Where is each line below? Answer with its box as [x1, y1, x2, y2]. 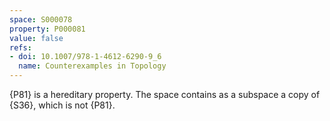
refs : [9, 42, 32, 53]
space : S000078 [9, 14, 73, 25]
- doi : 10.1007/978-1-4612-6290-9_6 [9, 52, 162, 62]
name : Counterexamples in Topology [18, 61, 167, 71]
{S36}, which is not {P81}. [9, 99, 116, 111]
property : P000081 [9, 24, 86, 34]
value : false [9, 33, 64, 43]
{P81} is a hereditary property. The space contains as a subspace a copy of [9, 89, 321, 100]
